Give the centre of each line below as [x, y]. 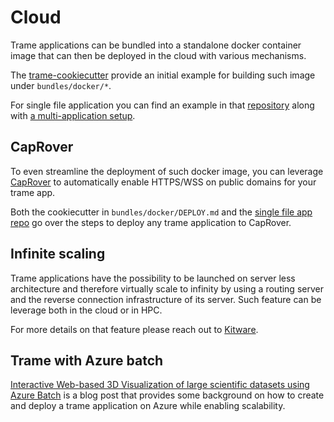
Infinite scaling [58, 254]
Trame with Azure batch [87, 360]
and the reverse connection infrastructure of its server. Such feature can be [166, 299]
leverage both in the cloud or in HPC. [86, 310]
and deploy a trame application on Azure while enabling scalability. [148, 406]
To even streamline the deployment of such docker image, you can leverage [167, 171]
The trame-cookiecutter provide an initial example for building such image [163, 75]
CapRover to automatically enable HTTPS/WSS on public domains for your [163, 182]
